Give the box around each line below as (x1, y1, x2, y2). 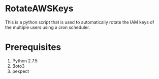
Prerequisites (5, 42, 62, 53)
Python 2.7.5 (12, 57, 38, 64)
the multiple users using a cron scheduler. (5, 24, 90, 30)
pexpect (12, 68, 30, 74)
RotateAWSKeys (5, 3, 74, 14)
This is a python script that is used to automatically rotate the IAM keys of (5, 19, 154, 25)
